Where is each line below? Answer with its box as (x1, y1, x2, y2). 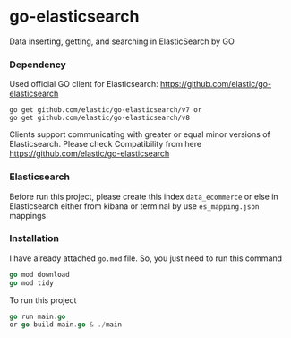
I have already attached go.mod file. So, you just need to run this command (9, 253, 283, 264)
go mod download (9, 270, 70, 279)
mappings (9, 210, 47, 221)
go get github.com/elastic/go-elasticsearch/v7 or (9, 106, 202, 115)
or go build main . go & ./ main (9, 320, 123, 329)
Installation (9, 232, 60, 245)
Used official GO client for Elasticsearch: (9, 79, 158, 90)
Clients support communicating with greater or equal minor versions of (9, 129, 270, 140)
